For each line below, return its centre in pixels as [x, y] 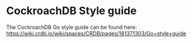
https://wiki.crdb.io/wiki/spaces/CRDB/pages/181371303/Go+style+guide [96, 33]
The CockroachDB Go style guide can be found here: [71, 27]
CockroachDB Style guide [71, 11]
